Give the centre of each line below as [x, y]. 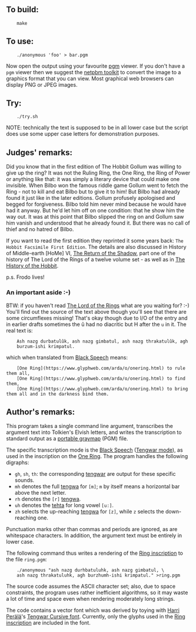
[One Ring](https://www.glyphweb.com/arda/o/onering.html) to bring [102, 389]
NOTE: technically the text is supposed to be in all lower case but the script [97, 128]
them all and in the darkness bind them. [58, 394]
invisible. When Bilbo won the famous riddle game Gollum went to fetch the [97, 186]
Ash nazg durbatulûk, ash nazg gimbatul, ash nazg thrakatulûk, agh [102, 341]
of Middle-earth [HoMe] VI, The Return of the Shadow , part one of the [91, 254]
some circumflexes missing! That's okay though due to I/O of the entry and [97, 318]
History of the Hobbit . [32, 266]
